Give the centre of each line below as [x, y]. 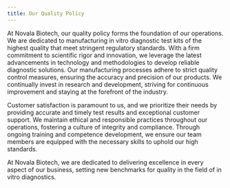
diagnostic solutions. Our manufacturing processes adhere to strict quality [113, 70]
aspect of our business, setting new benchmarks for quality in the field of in [114, 169]
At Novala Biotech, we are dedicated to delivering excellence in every [106, 162]
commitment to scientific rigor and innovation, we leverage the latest [104, 55]
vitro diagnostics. [32, 177]
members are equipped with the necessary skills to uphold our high [103, 141]
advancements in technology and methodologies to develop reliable [103, 62]
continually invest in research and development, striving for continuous [108, 84]
